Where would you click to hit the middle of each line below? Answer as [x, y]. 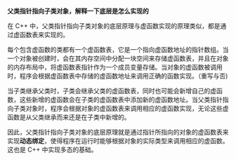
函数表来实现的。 [44, 35]
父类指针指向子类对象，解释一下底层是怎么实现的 [78, 11]
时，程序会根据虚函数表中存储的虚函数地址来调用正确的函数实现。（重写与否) [118, 76]
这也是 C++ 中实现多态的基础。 [52, 149]
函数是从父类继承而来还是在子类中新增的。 [69, 117]
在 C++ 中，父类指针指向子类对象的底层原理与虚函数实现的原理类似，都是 [114, 26]
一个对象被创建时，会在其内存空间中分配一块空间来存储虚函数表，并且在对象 [118, 58]
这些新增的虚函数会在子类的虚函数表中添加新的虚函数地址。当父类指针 [121, 100]
